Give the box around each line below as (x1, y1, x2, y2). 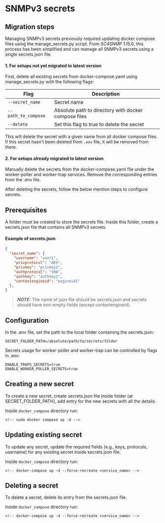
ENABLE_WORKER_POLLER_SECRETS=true (5, 366, 78, 371)
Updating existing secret (5, 431, 82, 439)
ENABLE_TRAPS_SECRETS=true (5, 362, 60, 367)
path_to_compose (7, 113, 46, 119)
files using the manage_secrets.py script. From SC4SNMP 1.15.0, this (5, 41, 144, 47)
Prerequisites (5, 206, 47, 214)
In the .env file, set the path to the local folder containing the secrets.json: (5, 329, 154, 335)
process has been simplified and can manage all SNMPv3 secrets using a (5, 46, 154, 52)
